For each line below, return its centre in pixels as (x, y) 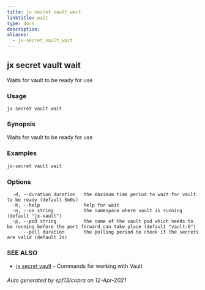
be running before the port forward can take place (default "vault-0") (102, 227)
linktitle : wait (28, 18)
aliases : (18, 35)
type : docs (21, 23)
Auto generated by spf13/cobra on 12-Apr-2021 (67, 280)
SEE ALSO (22, 253)
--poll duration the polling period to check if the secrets (111, 232)
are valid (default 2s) (37, 237)
